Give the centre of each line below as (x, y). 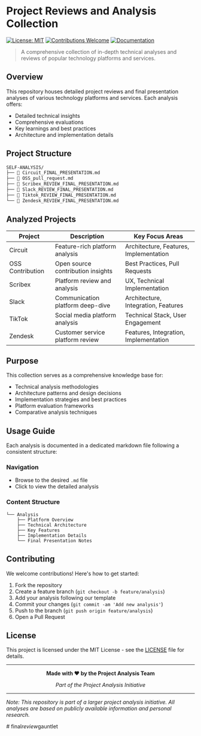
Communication (77, 298)
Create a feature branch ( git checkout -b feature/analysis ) (90, 591)
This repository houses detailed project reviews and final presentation (92, 91)
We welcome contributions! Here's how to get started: (73, 573)
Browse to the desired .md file (51, 480)
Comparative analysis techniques (56, 412)
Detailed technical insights (48, 115)
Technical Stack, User (156, 315)
